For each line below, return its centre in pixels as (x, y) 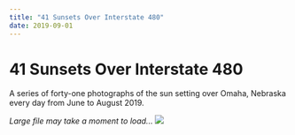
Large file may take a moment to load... (81, 121)
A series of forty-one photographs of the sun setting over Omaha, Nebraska (147, 94)
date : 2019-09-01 (41, 26)
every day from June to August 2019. (77, 103)
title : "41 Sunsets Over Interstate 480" (87, 17)
